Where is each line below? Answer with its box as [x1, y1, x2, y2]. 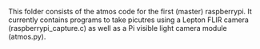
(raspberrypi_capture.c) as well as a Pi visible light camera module [8, 24, 228, 32]
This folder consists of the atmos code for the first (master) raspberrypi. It [8, 7, 252, 16]
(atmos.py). [8, 32, 46, 41]
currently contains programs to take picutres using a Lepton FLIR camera [8, 15, 250, 24]
